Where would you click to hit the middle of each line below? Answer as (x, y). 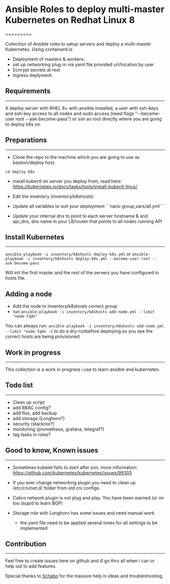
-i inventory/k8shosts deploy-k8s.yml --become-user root (88, 259)
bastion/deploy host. (34, 162)
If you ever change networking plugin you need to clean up (74, 482)
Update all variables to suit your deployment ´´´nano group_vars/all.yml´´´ (88, 206)
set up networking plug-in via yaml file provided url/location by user (83, 64)
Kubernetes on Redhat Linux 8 (70, 20)
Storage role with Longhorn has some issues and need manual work (83, 513)
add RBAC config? (32, 407)
